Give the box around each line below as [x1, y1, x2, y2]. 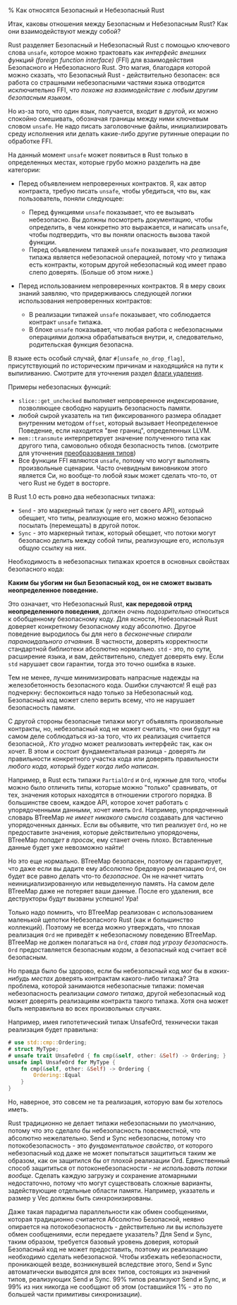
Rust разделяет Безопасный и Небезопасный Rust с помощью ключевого [8, 41, 230, 49]
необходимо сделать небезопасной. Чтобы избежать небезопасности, [8, 1253, 223, 1261]
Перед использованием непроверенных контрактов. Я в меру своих [18, 282, 226, 290]
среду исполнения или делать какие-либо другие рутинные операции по [8, 130, 230, 138]
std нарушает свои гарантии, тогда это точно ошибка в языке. [8, 660, 196, 668]
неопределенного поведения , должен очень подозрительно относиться [8, 607, 229, 615]
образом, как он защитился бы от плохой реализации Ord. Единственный [8, 1157, 230, 1165]
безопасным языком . [8, 93, 73, 102]
